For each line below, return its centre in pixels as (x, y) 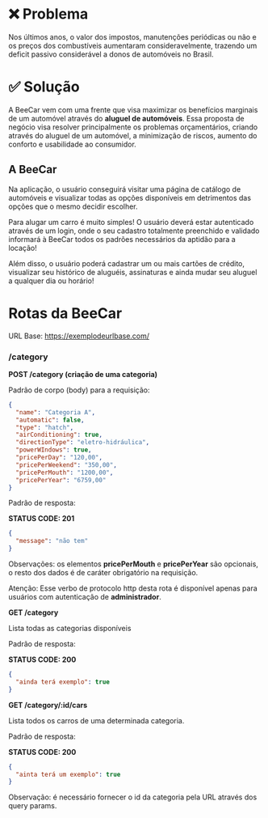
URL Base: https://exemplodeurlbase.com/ (79, 336)
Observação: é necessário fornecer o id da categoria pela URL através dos (133, 797)
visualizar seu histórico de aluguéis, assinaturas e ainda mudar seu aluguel (133, 272)
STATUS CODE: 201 (42, 519)
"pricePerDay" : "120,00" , (59, 458)
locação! (23, 248)
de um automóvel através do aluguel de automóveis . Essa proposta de (126, 118)
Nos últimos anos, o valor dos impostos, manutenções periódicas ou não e (132, 36)
